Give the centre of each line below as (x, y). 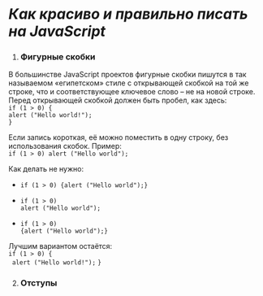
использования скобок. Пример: (65, 146)
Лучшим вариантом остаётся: (60, 246)
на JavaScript (57, 31)
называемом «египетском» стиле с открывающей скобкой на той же (129, 83)
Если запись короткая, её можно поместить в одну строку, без (119, 137)
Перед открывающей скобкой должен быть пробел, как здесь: (118, 100)
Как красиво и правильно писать (128, 14)
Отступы (39, 283)
